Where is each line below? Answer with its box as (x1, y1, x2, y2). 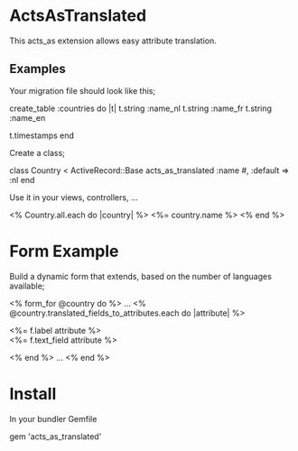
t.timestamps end (9, 130, 75, 141)
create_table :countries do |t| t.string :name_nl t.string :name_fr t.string (9, 103, 273, 114)
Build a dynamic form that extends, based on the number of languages (9, 271, 273, 281)
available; (9, 281, 45, 291)
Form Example (9, 241, 119, 262)
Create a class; (9, 147, 66, 158)
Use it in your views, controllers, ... (9, 191, 138, 203)
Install (9, 383, 57, 404)
